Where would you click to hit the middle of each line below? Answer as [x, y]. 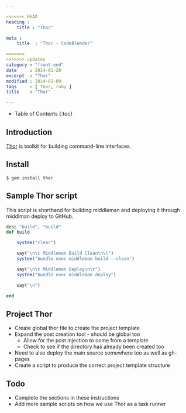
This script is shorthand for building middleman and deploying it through [93, 210]
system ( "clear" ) [37, 243]
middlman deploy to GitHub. [40, 216]
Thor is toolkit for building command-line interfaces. [69, 146]
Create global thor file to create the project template [77, 328]
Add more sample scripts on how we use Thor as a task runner [90, 404]
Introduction [29, 132]
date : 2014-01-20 [34, 70]
